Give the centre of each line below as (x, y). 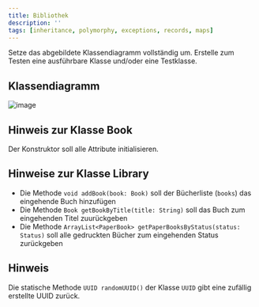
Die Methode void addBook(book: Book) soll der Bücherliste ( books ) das (135, 193)
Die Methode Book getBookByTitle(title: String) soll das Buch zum (132, 210)
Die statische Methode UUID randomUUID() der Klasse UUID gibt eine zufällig (130, 287)
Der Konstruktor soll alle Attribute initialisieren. (84, 149)
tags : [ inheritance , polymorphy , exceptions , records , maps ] (111, 30)
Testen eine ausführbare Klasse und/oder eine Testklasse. (103, 61)
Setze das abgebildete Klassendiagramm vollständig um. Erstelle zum (121, 53)
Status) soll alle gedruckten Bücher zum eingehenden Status (119, 235)
